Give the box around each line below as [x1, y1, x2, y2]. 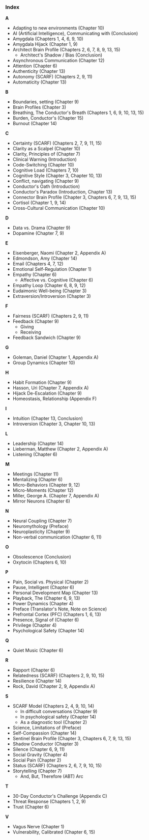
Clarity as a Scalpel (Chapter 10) [12, 146, 80, 152]
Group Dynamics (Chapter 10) [12, 360, 75, 366]
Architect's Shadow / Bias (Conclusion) [20, 52, 103, 58]
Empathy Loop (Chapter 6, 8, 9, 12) [12, 283, 86, 289]
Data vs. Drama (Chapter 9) [12, 225, 71, 231]
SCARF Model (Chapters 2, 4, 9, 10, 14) [12, 703, 95, 709]
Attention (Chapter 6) [12, 63, 57, 69]
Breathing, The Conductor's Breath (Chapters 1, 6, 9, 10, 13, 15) [12, 109, 144, 116]
